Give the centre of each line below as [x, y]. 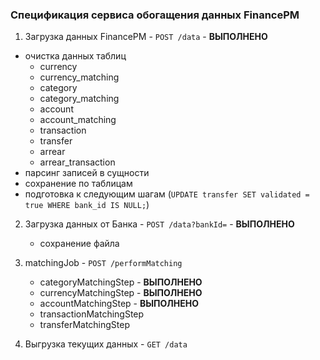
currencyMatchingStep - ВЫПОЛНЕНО [121, 293]
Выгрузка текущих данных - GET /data [106, 344]
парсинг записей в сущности [87, 173]
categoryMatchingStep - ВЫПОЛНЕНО [121, 282]
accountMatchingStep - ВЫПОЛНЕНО [119, 304]
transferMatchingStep [85, 325]
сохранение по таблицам [78, 184]
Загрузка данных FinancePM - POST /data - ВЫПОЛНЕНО [146, 37]
